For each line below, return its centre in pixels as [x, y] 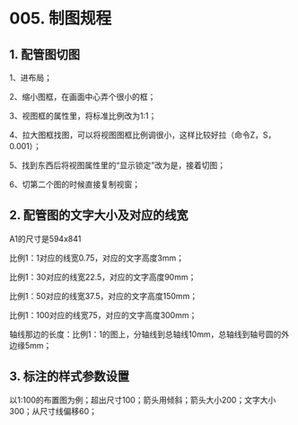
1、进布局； [31, 78]
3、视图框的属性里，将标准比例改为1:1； [83, 116]
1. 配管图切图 [45, 54]
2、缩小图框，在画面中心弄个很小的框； [83, 97]
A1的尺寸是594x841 [45, 238]
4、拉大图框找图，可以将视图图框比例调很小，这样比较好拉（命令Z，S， [143, 135]
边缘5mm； [31, 345]
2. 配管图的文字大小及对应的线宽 [99, 215]
